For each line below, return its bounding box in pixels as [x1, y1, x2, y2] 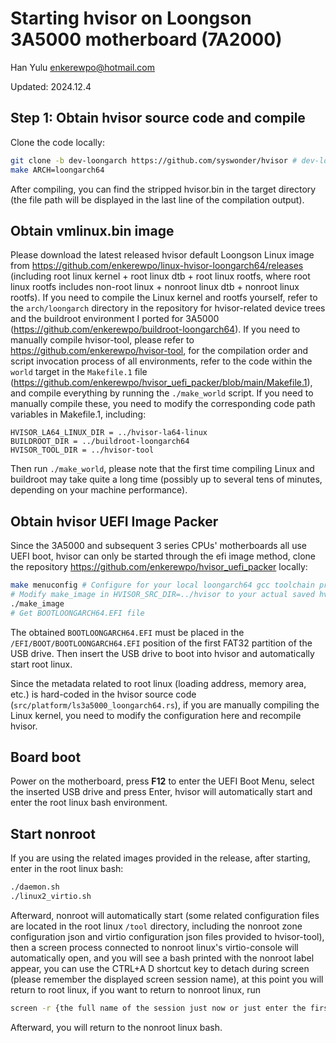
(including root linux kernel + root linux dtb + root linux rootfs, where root [10, 270, 311, 282]
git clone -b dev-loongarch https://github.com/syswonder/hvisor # [10, 155, 298, 166]
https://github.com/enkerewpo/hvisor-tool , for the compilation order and [10, 345, 309, 357]
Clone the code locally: [10, 136, 105, 148]
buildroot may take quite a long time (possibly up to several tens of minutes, [10, 473, 323, 486]
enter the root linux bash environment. [10, 797, 168, 809]
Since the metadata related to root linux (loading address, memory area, [10, 677, 307, 689]
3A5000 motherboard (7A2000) [10, 28, 283, 51]
